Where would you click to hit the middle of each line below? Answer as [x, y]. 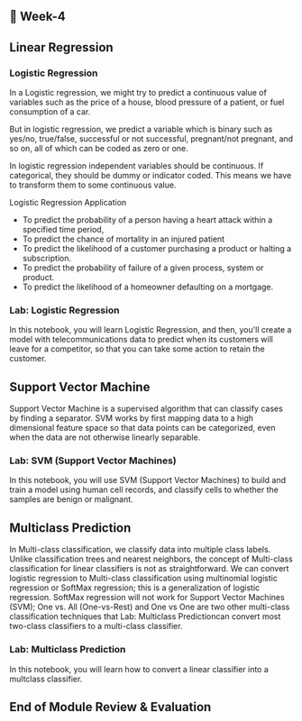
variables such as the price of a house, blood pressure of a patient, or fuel [147, 102]
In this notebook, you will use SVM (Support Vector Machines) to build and [148, 480]
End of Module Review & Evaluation [110, 707]
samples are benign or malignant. [71, 499]
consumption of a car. [50, 112]
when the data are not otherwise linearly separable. [105, 437]
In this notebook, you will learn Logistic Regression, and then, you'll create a [151, 330]
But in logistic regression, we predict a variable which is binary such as [141, 129]
